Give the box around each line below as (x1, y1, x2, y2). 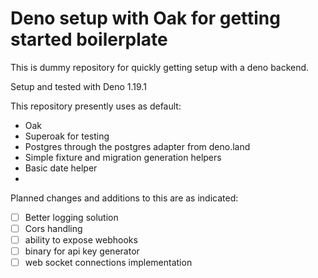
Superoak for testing (24, 130, 110, 142)
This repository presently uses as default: (10, 100, 182, 112)
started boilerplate (10, 28, 168, 51)
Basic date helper (24, 162, 98, 174)
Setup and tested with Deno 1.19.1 (10, 80, 147, 92)
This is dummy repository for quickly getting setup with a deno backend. (10, 61, 310, 73)
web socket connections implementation (24, 257, 193, 269)
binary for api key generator (24, 245, 140, 257)
